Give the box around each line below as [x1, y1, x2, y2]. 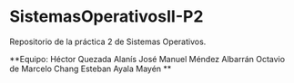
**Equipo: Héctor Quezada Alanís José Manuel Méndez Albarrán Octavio [9, 53, 285, 64]
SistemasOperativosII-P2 [9, 6, 204, 27]
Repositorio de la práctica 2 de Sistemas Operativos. [9, 36, 207, 47]
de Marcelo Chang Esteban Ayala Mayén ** [9, 63, 172, 74]
